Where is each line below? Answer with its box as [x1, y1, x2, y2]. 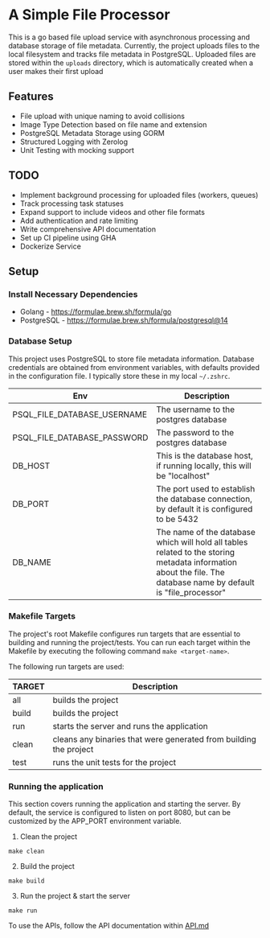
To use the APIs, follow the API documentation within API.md [8, 921, 210, 931]
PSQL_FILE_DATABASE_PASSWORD [12, 432, 149, 443]
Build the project [19, 862, 75, 871]
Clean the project [19, 832, 78, 841]
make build [8, 877, 45, 886]
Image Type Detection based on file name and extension [19, 119, 207, 130]
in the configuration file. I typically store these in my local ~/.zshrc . [8, 371, 231, 381]
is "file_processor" [156, 586, 227, 598]
